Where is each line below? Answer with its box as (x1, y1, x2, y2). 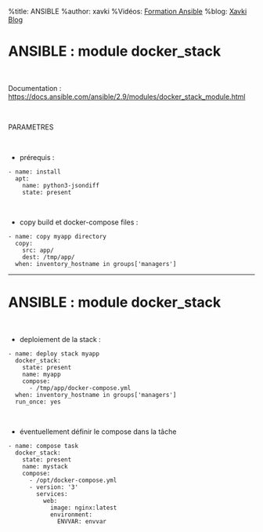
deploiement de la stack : (19, 334, 102, 344)
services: (36, 490, 68, 497)
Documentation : (8, 83, 62, 93)
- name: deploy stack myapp (8, 349, 100, 358)
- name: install (8, 168, 61, 176)
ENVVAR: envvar (57, 517, 107, 525)
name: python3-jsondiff (22, 181, 100, 189)
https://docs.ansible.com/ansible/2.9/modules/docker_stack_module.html (8, 92, 246, 101)
